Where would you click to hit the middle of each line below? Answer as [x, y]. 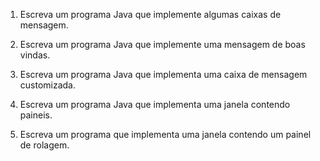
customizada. [48, 85]
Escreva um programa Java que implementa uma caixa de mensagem [163, 74]
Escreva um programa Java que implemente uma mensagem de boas [162, 44]
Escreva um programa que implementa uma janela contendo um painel [165, 134]
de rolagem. [44, 145]
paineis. [36, 115]
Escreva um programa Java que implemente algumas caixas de [150, 14]
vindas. [35, 55]
